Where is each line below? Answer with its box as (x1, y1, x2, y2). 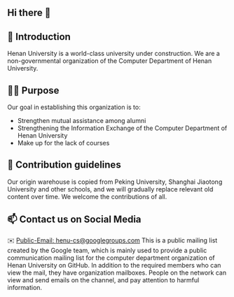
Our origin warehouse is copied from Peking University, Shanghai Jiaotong (7, 178, 223, 186)
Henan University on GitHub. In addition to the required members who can (7, 261, 221, 269)
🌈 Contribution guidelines (7, 159, 121, 171)
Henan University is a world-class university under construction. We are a (7, 50, 221, 58)
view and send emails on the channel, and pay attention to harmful (7, 275, 200, 284)
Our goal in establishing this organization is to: (7, 103, 142, 112)
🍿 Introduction (7, 31, 71, 43)
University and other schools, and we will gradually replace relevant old (7, 184, 214, 193)
